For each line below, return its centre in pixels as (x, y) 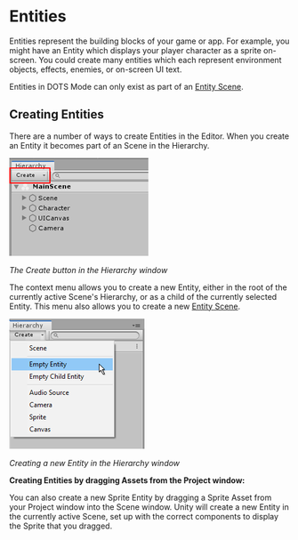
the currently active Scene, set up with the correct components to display (144, 516)
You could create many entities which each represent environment (160, 60)
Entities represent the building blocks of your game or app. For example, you (149, 41)
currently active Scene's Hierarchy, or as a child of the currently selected (143, 296)
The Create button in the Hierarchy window (89, 270)
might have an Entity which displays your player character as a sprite (136, 50)
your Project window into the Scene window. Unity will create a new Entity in (149, 507)
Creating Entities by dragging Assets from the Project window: (127, 480)
